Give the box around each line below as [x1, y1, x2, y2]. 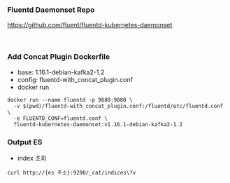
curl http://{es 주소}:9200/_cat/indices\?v [7, 169, 136, 176]
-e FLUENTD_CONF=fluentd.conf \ [13, 114, 108, 122]
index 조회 [17, 154, 47, 162]
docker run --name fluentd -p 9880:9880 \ [7, 96, 133, 103]
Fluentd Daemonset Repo [7, 5, 95, 15]
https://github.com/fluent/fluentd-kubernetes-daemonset [7, 21, 173, 29]
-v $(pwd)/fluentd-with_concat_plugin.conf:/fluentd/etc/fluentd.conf [13, 102, 224, 109]
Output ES [7, 137, 43, 147]
